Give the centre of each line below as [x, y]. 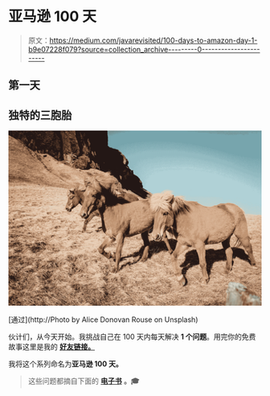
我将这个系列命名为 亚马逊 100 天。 [65, 364]
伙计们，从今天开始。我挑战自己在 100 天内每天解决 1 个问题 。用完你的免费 [132, 336]
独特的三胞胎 [40, 115]
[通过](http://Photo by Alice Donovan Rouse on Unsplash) [103, 320]
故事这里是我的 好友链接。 [51, 346]
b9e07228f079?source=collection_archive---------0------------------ [144, 49]
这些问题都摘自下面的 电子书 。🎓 [84, 381]
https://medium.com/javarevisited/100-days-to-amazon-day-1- [153, 40]
